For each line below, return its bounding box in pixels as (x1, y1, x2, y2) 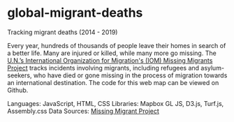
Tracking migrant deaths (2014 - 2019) (7, 28, 118, 36)
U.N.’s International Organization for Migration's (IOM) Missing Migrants (7, 56, 213, 64)
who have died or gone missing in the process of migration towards (33, 71, 228, 79)
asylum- (200, 63, 225, 72)
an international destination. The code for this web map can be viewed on (7, 78, 219, 86)
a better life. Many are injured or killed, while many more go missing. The (7, 49, 217, 57)
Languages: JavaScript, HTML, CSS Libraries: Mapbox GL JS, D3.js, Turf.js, (7, 99, 224, 107)
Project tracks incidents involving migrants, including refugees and (7, 63, 200, 72)
